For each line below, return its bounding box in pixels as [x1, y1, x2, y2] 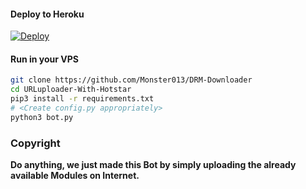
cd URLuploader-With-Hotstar [10, 85, 132, 95]
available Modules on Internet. [10, 170, 140, 182]
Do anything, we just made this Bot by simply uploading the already [10, 159, 297, 171]
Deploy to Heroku [10, 8, 85, 20]
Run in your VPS [10, 53, 79, 65]
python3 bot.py [10, 112, 74, 122]
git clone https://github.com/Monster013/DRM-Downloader [10, 75, 253, 85]
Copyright [10, 136, 61, 150]
